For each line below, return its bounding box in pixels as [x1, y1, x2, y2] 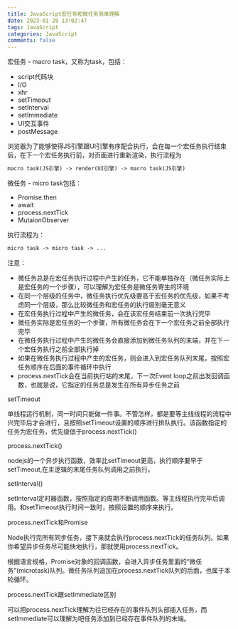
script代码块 [17, 73, 54, 81]
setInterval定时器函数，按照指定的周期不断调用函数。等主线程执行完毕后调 [7, 494, 225, 502]
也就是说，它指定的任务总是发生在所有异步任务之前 [30, 380, 180, 389]
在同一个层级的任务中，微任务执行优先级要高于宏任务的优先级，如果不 [17, 291, 224, 300]
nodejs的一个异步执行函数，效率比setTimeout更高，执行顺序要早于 [7, 456, 203, 464]
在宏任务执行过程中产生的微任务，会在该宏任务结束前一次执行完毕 [17, 309, 211, 318]
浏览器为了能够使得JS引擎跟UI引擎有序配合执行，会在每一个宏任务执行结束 [7, 142, 227, 150]
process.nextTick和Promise [7, 518, 88, 526]
